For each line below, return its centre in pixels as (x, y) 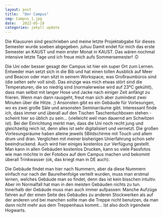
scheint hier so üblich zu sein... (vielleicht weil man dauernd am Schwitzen (80, 118)
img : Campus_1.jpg (24, 18)
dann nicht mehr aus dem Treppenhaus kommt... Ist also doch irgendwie (78, 205)
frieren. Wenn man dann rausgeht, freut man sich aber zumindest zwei (76, 97)
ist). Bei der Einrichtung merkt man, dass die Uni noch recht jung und (74, 123)
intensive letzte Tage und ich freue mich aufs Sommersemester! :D (72, 57)
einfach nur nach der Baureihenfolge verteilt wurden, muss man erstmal (77, 174)
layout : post (18, 9)
